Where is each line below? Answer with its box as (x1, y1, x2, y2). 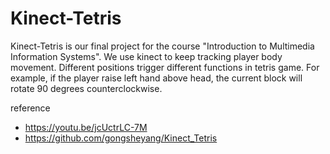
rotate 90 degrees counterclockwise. (10, 82, 163, 94)
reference (10, 102, 51, 114)
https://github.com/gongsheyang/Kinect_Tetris (24, 132, 218, 144)
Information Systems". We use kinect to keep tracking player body (10, 50, 283, 62)
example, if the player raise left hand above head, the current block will (10, 72, 303, 84)
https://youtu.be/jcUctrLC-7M (24, 121, 148, 133)
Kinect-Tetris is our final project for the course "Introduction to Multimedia (10, 40, 315, 52)
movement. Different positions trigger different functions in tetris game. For (10, 61, 320, 73)
